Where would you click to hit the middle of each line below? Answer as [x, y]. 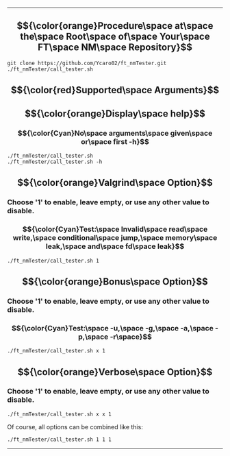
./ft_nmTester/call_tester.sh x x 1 [59, 414]
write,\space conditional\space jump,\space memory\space [115, 238]
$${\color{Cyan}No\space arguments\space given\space [115, 133]
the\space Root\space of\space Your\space [115, 37]
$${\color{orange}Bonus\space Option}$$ [115, 281]
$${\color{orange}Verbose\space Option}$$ [115, 372]
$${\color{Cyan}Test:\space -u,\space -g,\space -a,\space [112, 328]
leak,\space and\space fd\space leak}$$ [115, 246]
